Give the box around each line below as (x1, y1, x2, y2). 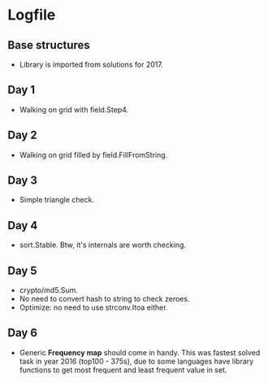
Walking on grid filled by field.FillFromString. (19, 150, 168, 159)
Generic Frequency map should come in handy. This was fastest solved (19, 347, 261, 357)
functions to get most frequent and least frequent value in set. (19, 364, 227, 375)
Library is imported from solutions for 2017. (19, 59, 163, 69)
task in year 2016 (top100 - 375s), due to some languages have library (19, 356, 254, 366)
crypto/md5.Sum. (19, 285, 78, 295)
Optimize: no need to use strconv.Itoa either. (19, 302, 168, 312)
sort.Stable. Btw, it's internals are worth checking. (19, 240, 186, 250)
